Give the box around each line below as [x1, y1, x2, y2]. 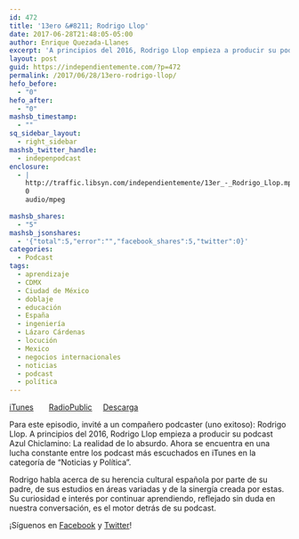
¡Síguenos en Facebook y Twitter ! [9, 520, 133, 531]
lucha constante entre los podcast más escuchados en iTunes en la [9, 447, 256, 459]
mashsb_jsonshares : [9, 228, 82, 237]
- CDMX [17, 278, 42, 287]
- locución [17, 336, 58, 345]
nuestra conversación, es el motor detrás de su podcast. [9, 502, 216, 513]
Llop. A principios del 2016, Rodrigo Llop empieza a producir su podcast [9, 429, 273, 439]
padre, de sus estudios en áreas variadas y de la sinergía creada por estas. [9, 484, 285, 494]
